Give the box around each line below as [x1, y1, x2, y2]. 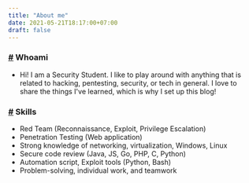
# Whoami [8, 52, 49, 63]
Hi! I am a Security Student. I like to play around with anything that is [19, 70, 242, 79]
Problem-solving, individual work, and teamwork [19, 166, 177, 175]
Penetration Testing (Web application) [19, 132, 143, 141]
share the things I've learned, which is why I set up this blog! [19, 86, 217, 96]
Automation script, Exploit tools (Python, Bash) [19, 157, 172, 167]
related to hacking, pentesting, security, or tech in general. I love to [19, 78, 238, 87]
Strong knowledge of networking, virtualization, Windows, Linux [19, 141, 228, 150]
